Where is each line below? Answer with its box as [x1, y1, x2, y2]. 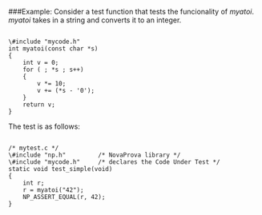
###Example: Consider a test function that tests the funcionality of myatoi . [8, 7, 255, 16]
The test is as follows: [8, 121, 80, 131]
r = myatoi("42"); [22, 186, 84, 194]
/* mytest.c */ [8, 144, 59, 152]
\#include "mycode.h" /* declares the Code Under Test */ [8, 158, 220, 166]
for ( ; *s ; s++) [22, 66, 84, 74]
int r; [22, 179, 45, 187]
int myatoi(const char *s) [8, 45, 99, 53]
